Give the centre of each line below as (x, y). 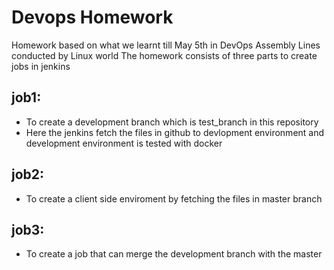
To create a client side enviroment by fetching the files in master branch (174, 198)
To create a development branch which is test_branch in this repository (172, 122)
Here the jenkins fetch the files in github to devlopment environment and (175, 132)
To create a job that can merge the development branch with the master (174, 254)
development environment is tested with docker (124, 143)
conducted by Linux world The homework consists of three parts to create (164, 55)
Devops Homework (92, 17)
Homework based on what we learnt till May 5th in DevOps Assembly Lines (166, 45)
